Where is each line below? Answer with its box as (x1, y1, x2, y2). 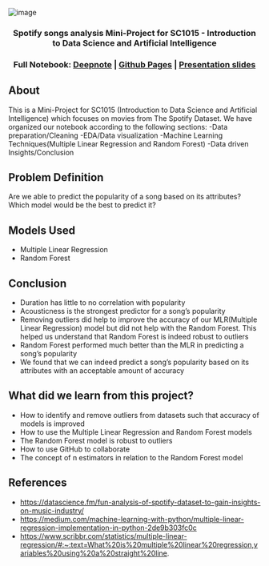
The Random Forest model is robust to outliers (19, 436, 173, 445)
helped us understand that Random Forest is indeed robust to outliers (19, 332, 250, 342)
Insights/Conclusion (8, 147, 74, 157)
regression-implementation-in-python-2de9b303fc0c (19, 523, 198, 532)
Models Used (8, 223, 76, 237)
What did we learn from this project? (8, 389, 195, 403)
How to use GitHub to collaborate (19, 444, 130, 454)
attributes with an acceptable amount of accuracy (19, 366, 185, 375)
